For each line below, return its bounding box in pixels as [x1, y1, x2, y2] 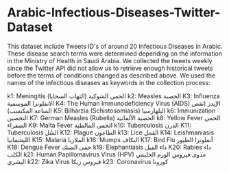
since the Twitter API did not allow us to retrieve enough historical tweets [7, 64, 214, 72]
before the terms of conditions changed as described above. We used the [7, 71, 216, 80]
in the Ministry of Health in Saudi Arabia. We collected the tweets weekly [7, 56, 213, 65]
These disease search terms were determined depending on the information [7, 49, 223, 58]
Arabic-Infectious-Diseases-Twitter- [7, 5, 221, 21]
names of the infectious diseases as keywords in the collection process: [7, 78, 210, 86]
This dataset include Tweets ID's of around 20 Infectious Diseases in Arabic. [7, 42, 223, 50]
